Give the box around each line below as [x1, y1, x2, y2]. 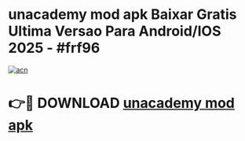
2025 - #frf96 [8, 39, 101, 57]
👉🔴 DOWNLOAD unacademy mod [8, 95, 236, 112]
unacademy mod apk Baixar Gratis [8, 6, 237, 24]
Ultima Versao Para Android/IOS [8, 22, 221, 40]
